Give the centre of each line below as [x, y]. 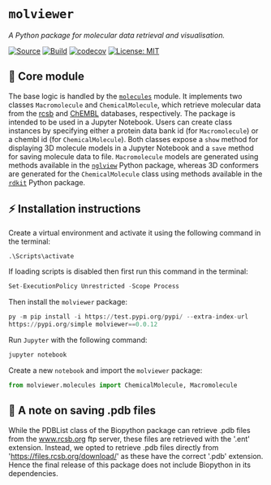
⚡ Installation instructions [75, 209]
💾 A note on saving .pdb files [82, 411]
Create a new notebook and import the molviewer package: [105, 370]
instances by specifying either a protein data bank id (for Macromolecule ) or [133, 130]
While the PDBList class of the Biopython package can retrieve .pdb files [129, 430]
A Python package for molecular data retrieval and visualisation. [117, 35]
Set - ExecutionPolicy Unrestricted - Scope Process [94, 287]
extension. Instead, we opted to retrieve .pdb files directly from [114, 447]
